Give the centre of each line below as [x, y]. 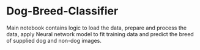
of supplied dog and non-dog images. [54, 40]
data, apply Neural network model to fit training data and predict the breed [100, 34]
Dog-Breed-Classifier [62, 11]
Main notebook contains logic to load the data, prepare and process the [97, 28]
